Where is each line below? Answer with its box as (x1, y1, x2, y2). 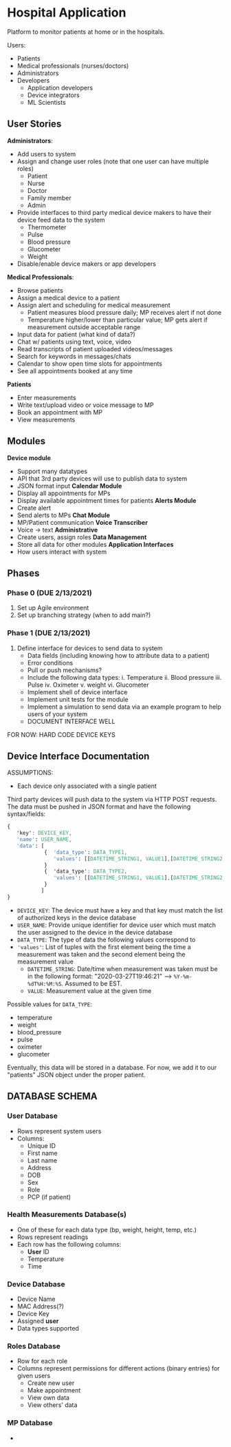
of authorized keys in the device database (16, 913, 136, 922)
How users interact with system (16, 548, 107, 556)
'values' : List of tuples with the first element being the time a (16, 942, 191, 951)
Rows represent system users (16, 1127, 102, 1135)
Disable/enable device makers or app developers (16, 260, 157, 268)
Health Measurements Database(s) (7, 1210, 127, 1220)
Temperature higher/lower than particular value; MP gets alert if (27, 315, 208, 324)
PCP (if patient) (27, 1193, 71, 1201)
